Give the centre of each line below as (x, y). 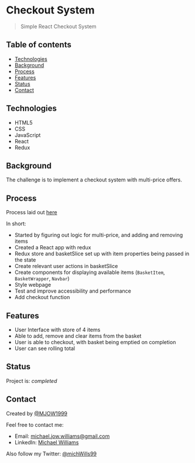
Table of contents (39, 45)
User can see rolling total (45, 348)
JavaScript (28, 135)
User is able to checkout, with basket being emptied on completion (95, 342)
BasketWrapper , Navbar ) (42, 279)
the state (25, 260)
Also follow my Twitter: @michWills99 (52, 454)
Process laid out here (32, 212)
